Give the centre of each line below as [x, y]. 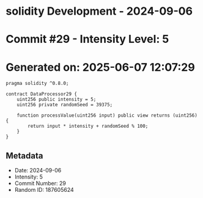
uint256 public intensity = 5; [57, 100]
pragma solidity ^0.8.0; [37, 84]
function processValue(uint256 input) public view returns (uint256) [107, 116]
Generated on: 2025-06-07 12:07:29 [100, 67]
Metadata [24, 156]
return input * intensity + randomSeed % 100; [88, 127]
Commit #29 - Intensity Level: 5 [87, 39]
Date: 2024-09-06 [38, 170]
